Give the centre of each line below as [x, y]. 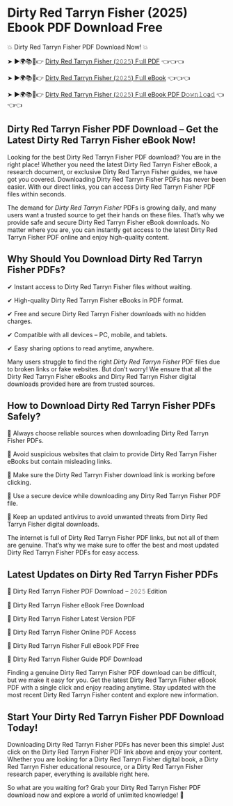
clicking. [19, 483]
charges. [20, 321]
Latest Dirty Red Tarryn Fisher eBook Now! [102, 140]
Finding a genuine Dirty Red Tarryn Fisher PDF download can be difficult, [112, 673]
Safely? [24, 416]
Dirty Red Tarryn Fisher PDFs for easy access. [73, 552]
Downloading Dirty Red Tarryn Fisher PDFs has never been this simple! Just [116, 744]
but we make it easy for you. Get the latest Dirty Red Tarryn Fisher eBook [112, 680]
